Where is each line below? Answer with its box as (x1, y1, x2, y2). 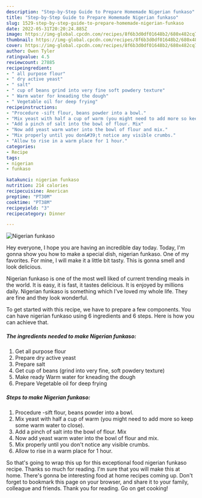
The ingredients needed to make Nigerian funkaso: (6, 333, 136, 340)
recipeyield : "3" (6, 205, 50, 211)
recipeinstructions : (6, 104, 58, 110)
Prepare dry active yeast (14, 354, 76, 362)
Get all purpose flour (14, 348, 66, 355)
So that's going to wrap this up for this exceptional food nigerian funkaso (6, 459, 187, 467)
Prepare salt (14, 360, 46, 368)
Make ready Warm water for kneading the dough (14, 374, 136, 381)
